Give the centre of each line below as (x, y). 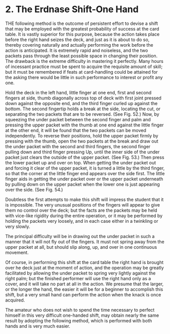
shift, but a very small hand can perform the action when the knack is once (83, 294)
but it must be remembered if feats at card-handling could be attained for (81, 72)
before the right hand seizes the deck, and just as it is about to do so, (77, 40)
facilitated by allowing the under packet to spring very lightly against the (80, 273)
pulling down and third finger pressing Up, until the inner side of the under (82, 152)
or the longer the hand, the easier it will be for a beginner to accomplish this (84, 289)
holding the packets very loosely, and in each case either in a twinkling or (82, 221)
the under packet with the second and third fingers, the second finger (78, 146)
